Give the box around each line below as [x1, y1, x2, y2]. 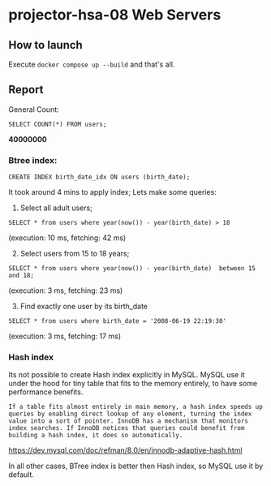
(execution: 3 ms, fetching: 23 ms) [8, 286, 123, 295]
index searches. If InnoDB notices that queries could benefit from [8, 424, 245, 432]
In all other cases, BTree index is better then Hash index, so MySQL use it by [8, 461, 264, 471]
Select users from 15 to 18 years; [19, 249, 130, 259]
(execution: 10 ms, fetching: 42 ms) [8, 233, 127, 243]
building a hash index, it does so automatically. [8, 432, 183, 440]
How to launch [8, 38, 83, 52]
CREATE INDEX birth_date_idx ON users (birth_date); [8, 173, 191, 182]
